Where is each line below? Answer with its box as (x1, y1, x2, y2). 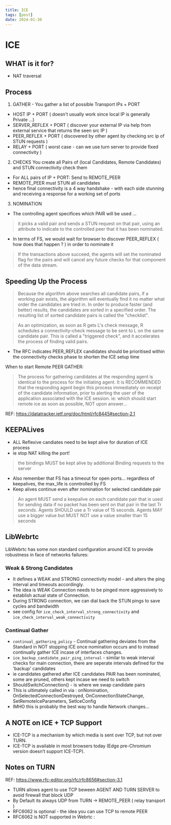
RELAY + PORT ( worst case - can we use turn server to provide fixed (12, 144, 159, 150)
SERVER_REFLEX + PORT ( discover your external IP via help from (12, 122, 151, 128)
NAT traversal (12, 73, 42, 79)
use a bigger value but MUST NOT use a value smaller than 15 (17, 512, 148, 518)
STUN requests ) (12, 139, 48, 145)
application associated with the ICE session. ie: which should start (17, 395, 156, 402)
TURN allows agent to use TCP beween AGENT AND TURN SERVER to (12, 786, 160, 793)
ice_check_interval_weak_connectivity (12, 615, 95, 620)
